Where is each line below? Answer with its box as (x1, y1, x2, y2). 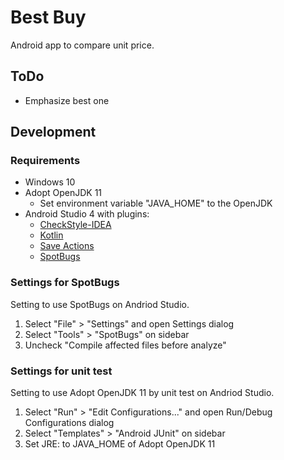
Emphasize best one (24, 94, 110, 106)
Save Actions (39, 240, 95, 252)
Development (10, 124, 97, 141)
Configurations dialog (24, 417, 115, 429)
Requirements (10, 154, 81, 168)
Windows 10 (24, 176, 76, 188)
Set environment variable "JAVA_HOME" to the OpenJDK (39, 197, 273, 210)
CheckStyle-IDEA (39, 219, 112, 231)
